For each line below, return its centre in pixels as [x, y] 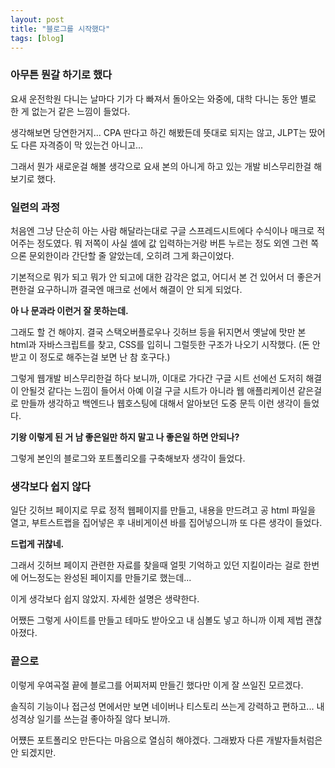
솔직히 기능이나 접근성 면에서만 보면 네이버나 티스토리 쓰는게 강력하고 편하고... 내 [167, 706]
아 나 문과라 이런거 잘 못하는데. [69, 310]
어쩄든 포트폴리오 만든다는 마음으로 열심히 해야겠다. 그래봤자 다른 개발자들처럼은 [166, 740]
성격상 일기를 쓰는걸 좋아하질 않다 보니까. [90, 718]
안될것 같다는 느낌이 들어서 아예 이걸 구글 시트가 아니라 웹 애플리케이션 [158, 390]
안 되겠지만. [33, 752]
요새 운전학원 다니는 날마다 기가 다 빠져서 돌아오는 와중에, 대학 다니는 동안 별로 [163, 98]
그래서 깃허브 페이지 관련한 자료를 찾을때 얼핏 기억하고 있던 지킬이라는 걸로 [156, 565]
